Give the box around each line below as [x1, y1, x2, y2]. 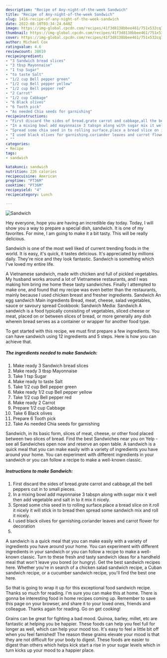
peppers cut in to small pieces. [12, 486, 76, 492]
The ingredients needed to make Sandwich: [5, 350, 98, 356]
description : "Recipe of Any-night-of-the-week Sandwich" [5, 7, 128, 12]
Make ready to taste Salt [12, 378, 63, 384]
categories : [5, 141, 30, 147]
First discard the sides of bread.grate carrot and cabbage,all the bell [12, 481, 153, 487]
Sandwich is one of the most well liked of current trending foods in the [5, 245, 149, 251]
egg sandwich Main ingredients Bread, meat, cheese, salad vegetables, [5, 297, 152, 303]
